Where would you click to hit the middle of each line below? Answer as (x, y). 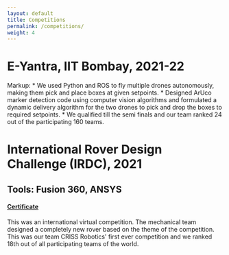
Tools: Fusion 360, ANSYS (64, 189)
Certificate (23, 207)
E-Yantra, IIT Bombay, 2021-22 (96, 66)
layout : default (30, 13)
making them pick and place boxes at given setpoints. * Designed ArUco (109, 93)
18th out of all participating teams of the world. (73, 243)
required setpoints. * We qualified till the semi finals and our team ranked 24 (114, 114)
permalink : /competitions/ (46, 26)
